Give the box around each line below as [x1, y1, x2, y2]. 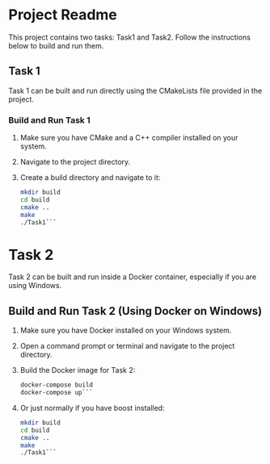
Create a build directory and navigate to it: [19, 173, 161, 182]
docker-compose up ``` [19, 389, 93, 397]
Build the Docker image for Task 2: [19, 366, 136, 375]
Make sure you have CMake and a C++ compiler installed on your [19, 133, 238, 143]
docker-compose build [19, 381, 93, 389]
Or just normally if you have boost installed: [19, 403, 165, 412]
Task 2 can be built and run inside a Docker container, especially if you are [8, 272, 257, 282]
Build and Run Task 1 [8, 115, 91, 126]
